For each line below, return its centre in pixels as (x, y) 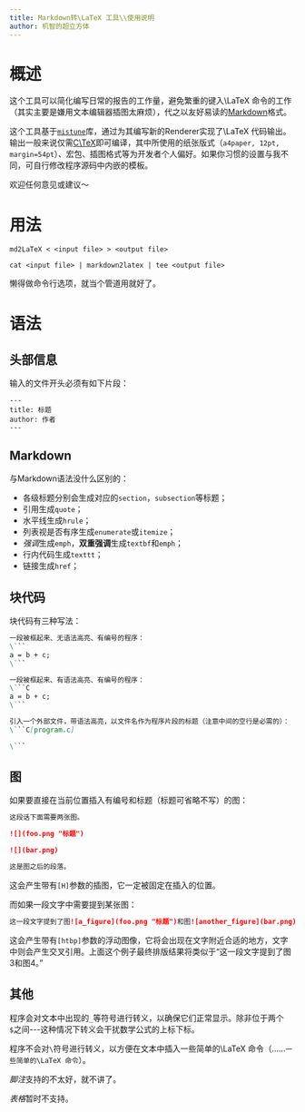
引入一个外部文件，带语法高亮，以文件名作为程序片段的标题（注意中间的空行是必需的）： (150, 722)
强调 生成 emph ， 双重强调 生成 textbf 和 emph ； (103, 543)
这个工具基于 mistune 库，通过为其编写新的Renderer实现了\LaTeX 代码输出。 (150, 132)
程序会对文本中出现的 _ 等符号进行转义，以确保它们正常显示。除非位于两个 (147, 1018)
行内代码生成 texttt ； (63, 555)
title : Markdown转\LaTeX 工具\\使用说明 (82, 18)
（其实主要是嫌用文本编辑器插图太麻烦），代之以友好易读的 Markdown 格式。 (151, 112)
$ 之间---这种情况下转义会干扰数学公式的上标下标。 (104, 1029)
